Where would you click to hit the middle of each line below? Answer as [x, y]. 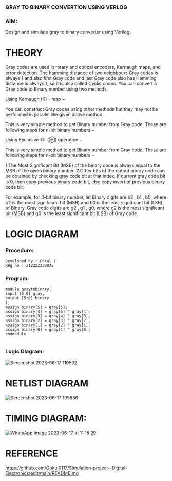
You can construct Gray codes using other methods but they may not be [82, 109]
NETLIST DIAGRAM [47, 384]
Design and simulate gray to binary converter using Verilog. [68, 32]
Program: [17, 278]
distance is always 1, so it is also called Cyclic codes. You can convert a [81, 84]
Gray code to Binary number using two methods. [57, 89]
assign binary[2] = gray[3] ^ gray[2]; [48, 320]
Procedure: [20, 251]
